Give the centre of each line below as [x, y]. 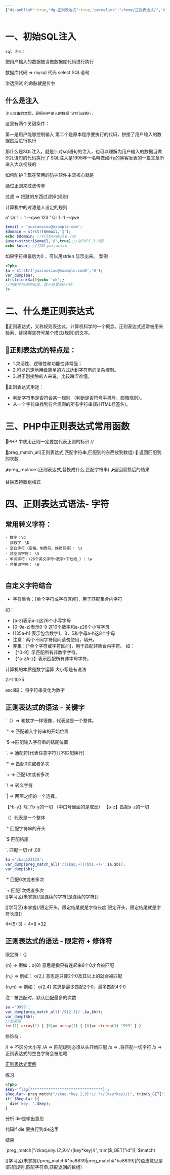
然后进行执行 [23, 141]
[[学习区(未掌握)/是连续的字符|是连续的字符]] [52, 896]
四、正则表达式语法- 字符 [57, 504]
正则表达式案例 [21, 1064]
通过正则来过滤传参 [25, 186]
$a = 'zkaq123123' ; [25, 860]
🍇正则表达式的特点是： [41, 350]
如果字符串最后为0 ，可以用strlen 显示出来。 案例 [56, 256]
